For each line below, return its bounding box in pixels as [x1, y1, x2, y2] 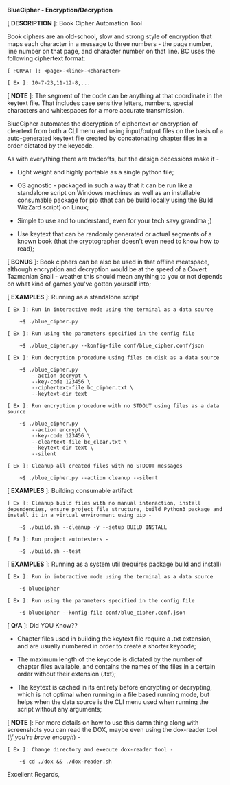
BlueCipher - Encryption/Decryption [7, 6, 113, 14]
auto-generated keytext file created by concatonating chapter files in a [7, 134, 207, 142]
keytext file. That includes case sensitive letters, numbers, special [7, 99, 194, 107]
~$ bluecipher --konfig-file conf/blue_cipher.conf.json [19, 609, 186, 616]
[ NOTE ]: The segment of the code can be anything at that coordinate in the [7, 92, 223, 100]
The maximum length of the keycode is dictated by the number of [16, 655, 203, 663]
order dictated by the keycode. [7, 141, 95, 150]
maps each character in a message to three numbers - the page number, [7, 40, 213, 47]
